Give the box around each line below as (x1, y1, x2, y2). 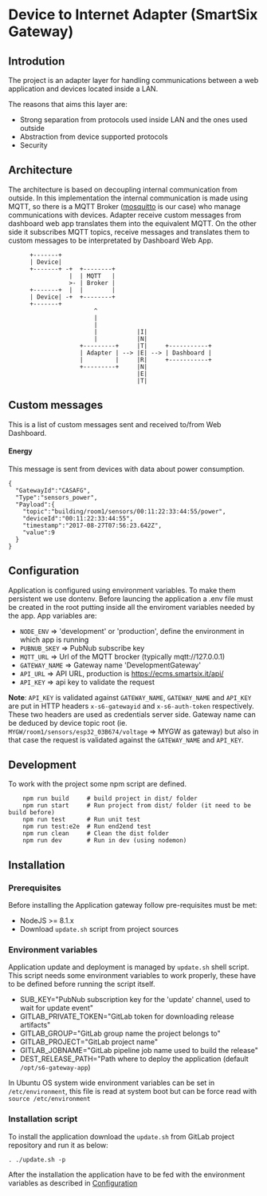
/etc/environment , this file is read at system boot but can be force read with (8, 1087, 257, 1096)
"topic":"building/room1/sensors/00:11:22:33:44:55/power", (22, 507, 226, 516)
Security (19, 141, 48, 149)
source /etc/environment (8, 1095, 91, 1103)
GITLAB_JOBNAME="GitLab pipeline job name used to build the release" (19, 1046, 259, 1055)
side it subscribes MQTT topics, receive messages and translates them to (8, 227, 249, 236)
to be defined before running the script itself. (8, 980, 155, 989)
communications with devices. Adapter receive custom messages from (8, 210, 241, 220)
